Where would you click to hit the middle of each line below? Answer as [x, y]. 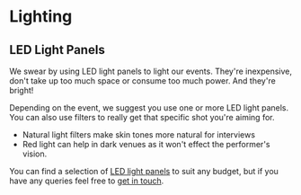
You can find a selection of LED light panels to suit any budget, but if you [144, 171]
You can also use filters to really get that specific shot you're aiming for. [142, 117]
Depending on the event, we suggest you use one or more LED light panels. [149, 108]
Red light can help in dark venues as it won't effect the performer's [146, 144]
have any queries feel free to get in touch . [87, 181]
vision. [35, 154]
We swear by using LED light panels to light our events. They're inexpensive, [151, 71]
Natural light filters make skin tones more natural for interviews [139, 135]
